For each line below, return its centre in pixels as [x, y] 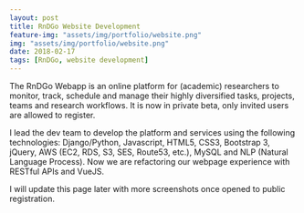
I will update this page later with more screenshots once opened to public [147, 189]
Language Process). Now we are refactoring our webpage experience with [150, 162]
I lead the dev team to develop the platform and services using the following [152, 132]
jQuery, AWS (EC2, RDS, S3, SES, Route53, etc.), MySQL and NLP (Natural [149, 152]
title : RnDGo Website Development [75, 26]
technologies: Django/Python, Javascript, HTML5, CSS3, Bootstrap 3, [140, 142]
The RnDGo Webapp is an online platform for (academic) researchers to [145, 86]
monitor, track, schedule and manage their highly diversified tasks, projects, [152, 96]
